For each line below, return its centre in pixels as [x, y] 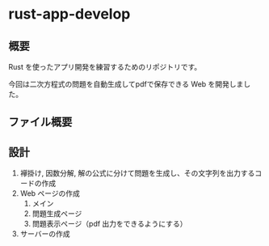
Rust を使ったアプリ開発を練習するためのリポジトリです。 [105, 67]
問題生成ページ [57, 214]
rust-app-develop [69, 14]
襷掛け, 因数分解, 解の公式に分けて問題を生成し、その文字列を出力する [137, 173]
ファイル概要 [40, 122]
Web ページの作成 [50, 193]
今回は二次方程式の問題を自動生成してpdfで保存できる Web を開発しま [126, 84]
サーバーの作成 [45, 234]
